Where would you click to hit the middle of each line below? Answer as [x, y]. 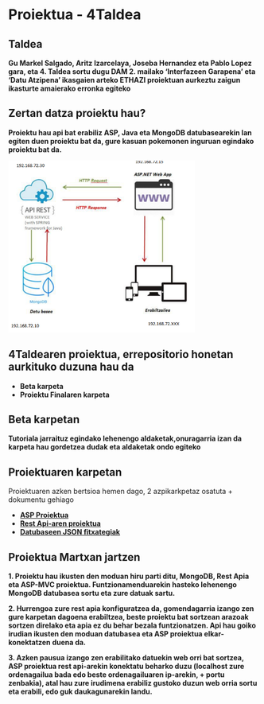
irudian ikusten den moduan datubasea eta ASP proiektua [105, 634]
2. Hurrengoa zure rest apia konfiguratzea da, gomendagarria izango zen [131, 609]
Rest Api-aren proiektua [60, 523]
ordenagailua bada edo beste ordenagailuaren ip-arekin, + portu [116, 675]
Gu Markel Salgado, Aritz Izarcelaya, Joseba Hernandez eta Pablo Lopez [130, 63]
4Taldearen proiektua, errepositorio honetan [121, 354]
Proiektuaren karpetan [65, 472]
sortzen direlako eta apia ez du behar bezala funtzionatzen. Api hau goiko [132, 625]
